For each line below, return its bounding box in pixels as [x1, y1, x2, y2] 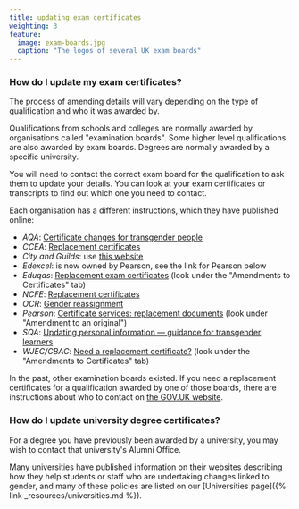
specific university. [9, 151, 79, 162]
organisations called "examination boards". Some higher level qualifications [9, 132, 287, 143]
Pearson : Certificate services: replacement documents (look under [21, 308, 268, 318]
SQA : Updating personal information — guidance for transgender [21, 327, 262, 338]
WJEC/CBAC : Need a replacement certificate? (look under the [21, 346, 251, 357]
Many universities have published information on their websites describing [9, 462, 283, 472]
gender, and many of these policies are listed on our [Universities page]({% [9, 480, 287, 491]
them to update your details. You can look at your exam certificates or [9, 178, 266, 189]
